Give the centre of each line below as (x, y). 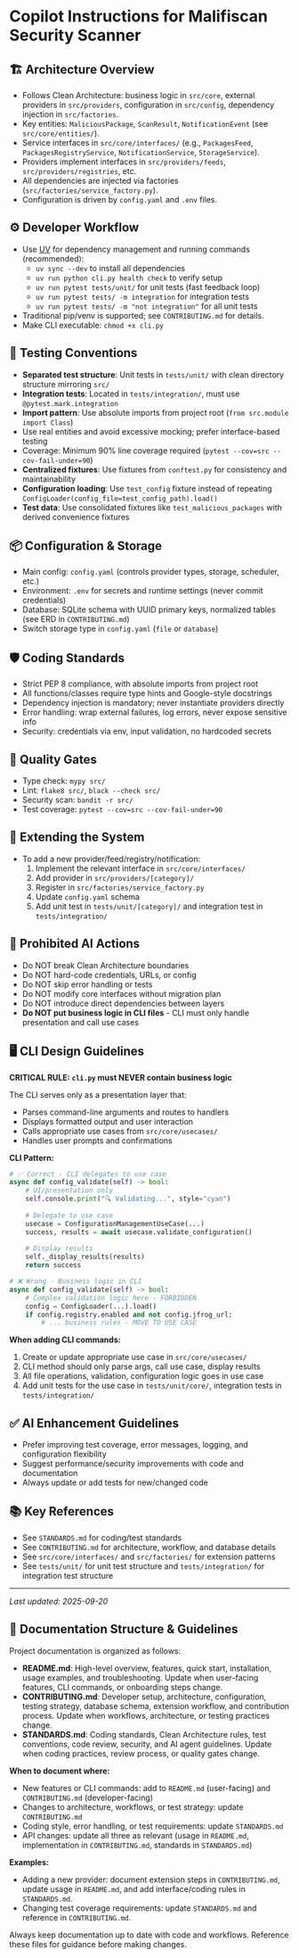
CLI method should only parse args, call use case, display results (141, 1366)
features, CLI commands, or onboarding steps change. (122, 1687)
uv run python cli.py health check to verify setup (129, 278)
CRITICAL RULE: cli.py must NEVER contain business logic (121, 1077)
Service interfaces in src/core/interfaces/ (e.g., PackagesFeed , (137, 143)
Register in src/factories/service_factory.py (120, 887)
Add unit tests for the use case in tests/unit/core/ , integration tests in (152, 1386)
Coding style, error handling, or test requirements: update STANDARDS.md (153, 1826)
